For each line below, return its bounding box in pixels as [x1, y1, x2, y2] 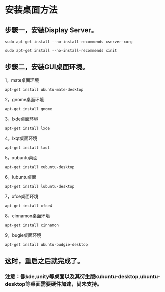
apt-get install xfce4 [5, 203, 52, 208]
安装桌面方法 [5, 4, 58, 16]
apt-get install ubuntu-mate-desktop [5, 87, 84, 92]
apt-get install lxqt [5, 145, 50, 150]
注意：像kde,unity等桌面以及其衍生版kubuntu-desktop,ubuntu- [5, 273, 161, 280]
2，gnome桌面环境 [5, 96, 44, 102]
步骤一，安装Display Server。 [5, 26, 98, 34]
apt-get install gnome [5, 106, 52, 111]
